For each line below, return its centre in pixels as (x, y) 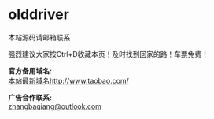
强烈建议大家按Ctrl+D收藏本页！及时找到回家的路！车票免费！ (109, 54)
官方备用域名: (30, 71)
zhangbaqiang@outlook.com (55, 106)
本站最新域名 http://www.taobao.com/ (69, 80)
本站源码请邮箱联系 (39, 37)
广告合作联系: (30, 97)
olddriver (39, 15)
